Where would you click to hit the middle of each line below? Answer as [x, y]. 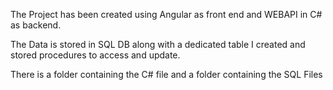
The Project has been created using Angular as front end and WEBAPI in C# [166, 14]
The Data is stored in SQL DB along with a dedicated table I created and [158, 44]
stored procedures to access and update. [95, 55]
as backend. [36, 25]
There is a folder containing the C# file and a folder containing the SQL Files [166, 74]
